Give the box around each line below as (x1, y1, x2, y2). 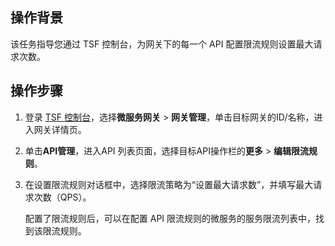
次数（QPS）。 (33, 191, 92, 203)
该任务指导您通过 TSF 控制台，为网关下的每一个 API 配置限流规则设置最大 (10, 38, 314, 50)
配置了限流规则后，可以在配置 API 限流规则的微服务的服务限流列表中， (24, 212, 317, 224)
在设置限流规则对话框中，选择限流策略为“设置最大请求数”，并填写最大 (24, 178, 314, 190)
